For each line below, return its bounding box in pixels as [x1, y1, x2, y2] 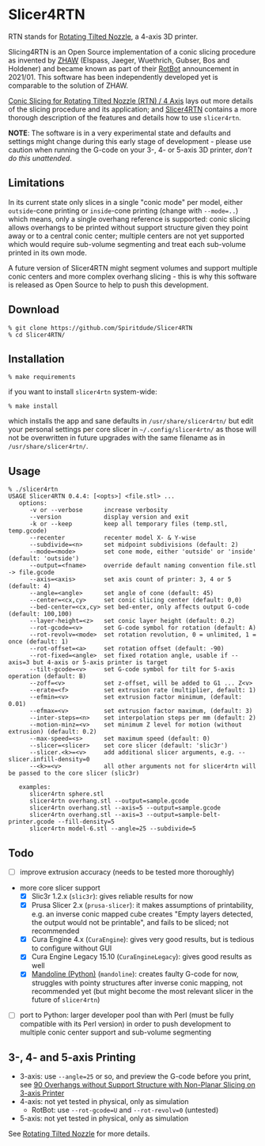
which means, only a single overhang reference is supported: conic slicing [8, 214, 251, 223]
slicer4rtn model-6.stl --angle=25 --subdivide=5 [28, 825, 196, 833]
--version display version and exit [28, 513, 190, 522]
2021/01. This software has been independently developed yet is [8, 72, 219, 82]
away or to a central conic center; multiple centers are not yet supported [8, 231, 245, 241]
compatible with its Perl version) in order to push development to [19, 1019, 232, 1029]
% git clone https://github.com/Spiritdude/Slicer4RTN [8, 324, 193, 332]
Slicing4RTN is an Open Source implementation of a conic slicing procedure [8, 47, 256, 56]
